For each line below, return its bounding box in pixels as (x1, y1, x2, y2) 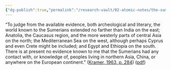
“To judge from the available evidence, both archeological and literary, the (5, 21, 160, 27)
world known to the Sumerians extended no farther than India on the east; (5, 26, 160, 33)
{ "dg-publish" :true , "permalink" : (5, 7, 76, 13)
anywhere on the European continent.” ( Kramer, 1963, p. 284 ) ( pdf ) (5, 59, 146, 65)
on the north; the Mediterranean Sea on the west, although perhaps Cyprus (5, 38, 163, 44)
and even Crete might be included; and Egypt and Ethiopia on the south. (5, 43, 156, 49)
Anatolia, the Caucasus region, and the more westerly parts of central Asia (5, 32, 161, 38)
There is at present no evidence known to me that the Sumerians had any (5, 48, 159, 54)
